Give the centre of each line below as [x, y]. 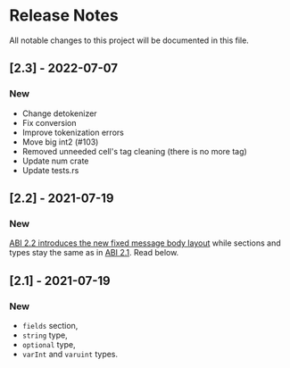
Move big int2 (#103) [60, 142]
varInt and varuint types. [70, 354]
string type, [45, 335]
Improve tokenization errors [73, 132]
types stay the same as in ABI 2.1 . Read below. [94, 253]
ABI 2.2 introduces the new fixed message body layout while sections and [145, 243]
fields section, [50, 326]
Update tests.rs [50, 170]
